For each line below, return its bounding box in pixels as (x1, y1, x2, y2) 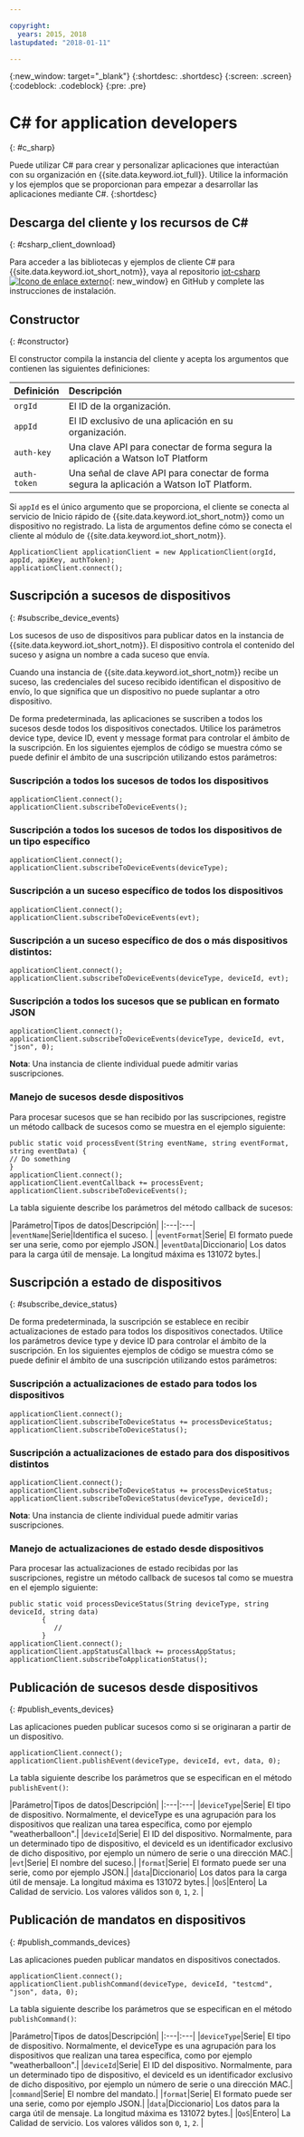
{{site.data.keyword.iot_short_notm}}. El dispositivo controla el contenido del (9, 639, 295, 650)
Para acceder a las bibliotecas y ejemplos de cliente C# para (9, 257, 235, 267)
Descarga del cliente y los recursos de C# (9, 215, 249, 230)
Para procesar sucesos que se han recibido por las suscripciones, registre (9, 1112, 287, 1122)
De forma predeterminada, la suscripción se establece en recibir (9, 1316, 250, 1327)
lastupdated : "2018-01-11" (9, 38, 111, 47)
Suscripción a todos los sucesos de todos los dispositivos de (9, 823, 282, 836)
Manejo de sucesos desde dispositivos (9, 1091, 185, 1103)
